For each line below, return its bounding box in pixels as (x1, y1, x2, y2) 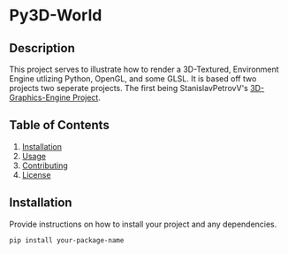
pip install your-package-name (9, 235, 125, 244)
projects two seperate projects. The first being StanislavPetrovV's (9, 83, 249, 93)
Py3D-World (9, 5, 102, 26)
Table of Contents (9, 118, 110, 133)
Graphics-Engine (9, 92, 71, 103)
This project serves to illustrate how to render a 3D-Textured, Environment (9, 64, 280, 74)
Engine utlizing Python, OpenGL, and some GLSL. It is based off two (9, 73, 257, 84)
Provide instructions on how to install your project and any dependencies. (9, 219, 277, 229)
